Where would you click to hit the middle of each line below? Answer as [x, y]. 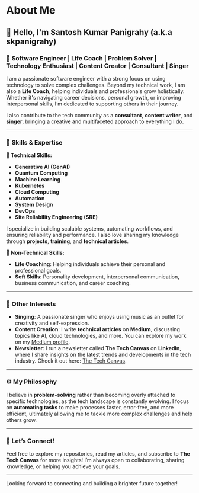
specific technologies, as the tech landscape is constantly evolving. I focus [98, 401]
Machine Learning [38, 180]
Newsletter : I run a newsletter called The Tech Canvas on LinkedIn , [98, 348]
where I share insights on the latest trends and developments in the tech [103, 355]
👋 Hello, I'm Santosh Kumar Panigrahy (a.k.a [89, 32]
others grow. [22, 420]
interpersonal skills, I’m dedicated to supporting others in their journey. [92, 104]
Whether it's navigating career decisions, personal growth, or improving [94, 97]
